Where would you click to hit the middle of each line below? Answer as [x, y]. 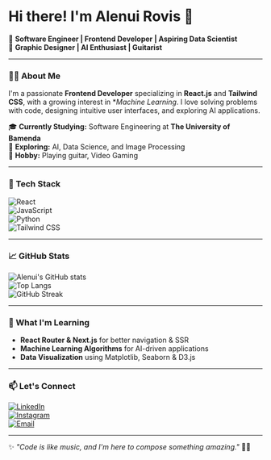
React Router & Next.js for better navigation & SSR [104, 340]
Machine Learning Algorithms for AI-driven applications [114, 349]
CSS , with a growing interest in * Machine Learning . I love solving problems [133, 102]
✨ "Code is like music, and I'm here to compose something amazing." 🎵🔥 [130, 447]
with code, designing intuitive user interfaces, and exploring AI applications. [134, 111]
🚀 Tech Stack [35, 184]
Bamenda [25, 138]
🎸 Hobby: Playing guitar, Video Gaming [73, 156]
